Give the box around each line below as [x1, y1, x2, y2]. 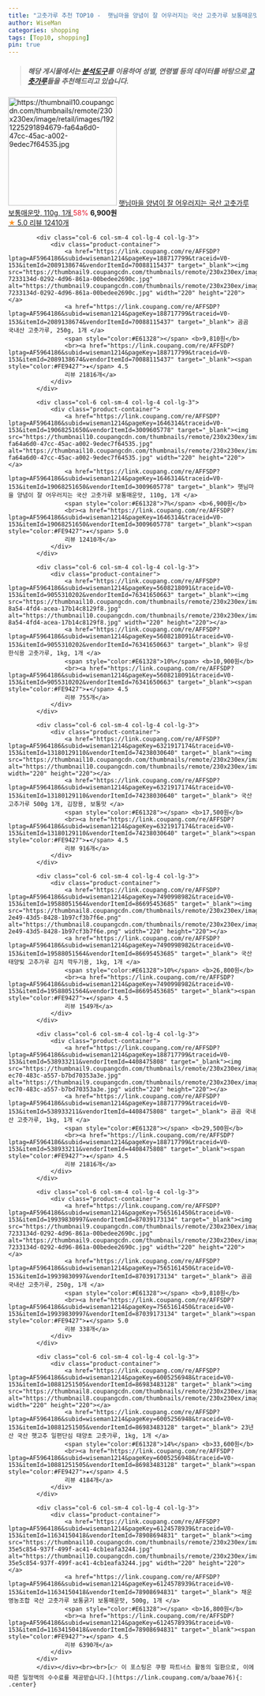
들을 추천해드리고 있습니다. [47, 76, 129, 85]
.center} [8, 1681, 37, 1689]
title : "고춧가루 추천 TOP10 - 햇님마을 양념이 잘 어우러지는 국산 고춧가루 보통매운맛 [8, 11, 259, 20]
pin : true [8, 41, 41, 49]
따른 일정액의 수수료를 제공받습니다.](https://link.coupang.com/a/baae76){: [8, 1674, 243, 1682]
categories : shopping [8, 26, 80, 34]
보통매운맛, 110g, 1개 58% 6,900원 [8, 208, 118, 218]
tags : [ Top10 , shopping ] [8, 33, 90, 42]
